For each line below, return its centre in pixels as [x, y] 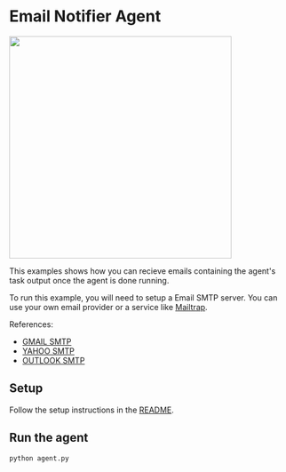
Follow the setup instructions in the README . [92, 410]
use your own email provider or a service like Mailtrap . [108, 307]
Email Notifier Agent [85, 16]
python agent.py [39, 458]
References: [31, 324]
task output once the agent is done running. [89, 280]
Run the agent [49, 438]
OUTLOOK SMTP [53, 360]
